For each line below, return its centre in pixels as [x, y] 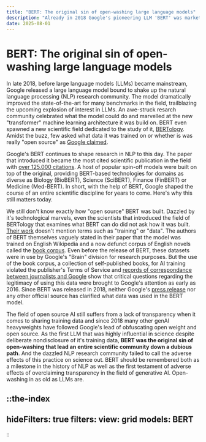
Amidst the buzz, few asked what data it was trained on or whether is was [100, 136]
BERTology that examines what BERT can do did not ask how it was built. [98, 225]
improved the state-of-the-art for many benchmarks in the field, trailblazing [102, 103]
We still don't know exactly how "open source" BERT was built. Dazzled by [101, 211]
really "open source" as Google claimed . [57, 142]
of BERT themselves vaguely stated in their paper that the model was [93, 238]
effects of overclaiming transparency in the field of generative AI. [89, 373]
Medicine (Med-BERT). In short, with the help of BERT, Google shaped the [100, 187]
